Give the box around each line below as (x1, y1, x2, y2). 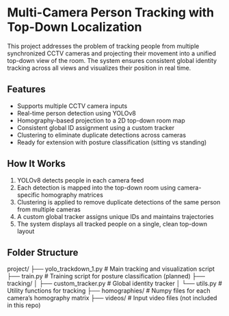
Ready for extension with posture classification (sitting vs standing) (16, 138, 207, 146)
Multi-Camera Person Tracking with (7, 5, 215, 21)
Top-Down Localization (7, 19, 142, 35)
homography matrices (40, 190, 104, 199)
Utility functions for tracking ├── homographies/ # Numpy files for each (7, 287, 211, 295)
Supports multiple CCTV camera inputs (16, 101, 128, 110)
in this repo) (7, 301, 41, 309)
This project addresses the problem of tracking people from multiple (7, 42, 200, 50)
